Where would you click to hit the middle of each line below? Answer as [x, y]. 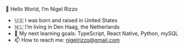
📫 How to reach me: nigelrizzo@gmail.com [67, 40]
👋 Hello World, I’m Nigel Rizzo [42, 9]
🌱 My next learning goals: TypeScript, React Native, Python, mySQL [96, 33]
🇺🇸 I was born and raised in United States [66, 20]
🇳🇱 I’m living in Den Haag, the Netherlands [67, 27]
